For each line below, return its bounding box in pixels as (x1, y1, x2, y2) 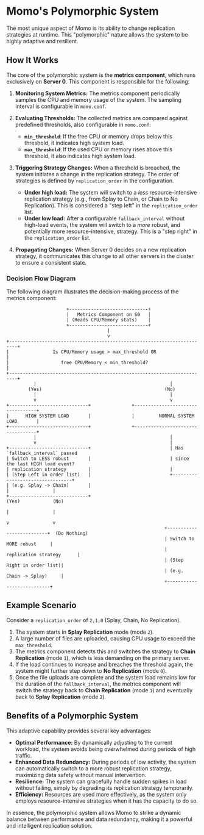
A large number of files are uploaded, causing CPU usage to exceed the (15, 634, 196, 642)
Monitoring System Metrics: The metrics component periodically (15, 90, 180, 97)
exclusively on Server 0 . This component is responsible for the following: (6, 77, 190, 85)
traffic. (15, 751, 32, 759)
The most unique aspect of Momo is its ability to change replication (6, 24, 175, 32)
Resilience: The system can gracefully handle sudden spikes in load (15, 778, 187, 785)
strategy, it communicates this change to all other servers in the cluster (15, 252, 194, 260)
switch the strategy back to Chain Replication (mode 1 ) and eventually (15, 686, 193, 693)
